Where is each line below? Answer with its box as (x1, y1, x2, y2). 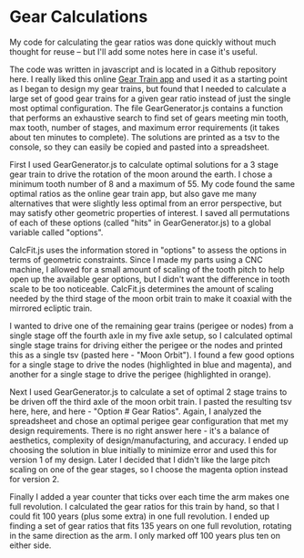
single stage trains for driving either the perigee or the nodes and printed (9, 339, 284, 350)
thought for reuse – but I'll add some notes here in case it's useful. (9, 46, 258, 57)
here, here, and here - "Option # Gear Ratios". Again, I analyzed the (9, 406, 262, 417)
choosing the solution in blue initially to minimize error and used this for (9, 444, 278, 455)
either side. (9, 540, 52, 551)
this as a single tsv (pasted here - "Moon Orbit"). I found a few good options (9, 349, 295, 360)
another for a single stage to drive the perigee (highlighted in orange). (9, 368, 271, 379)
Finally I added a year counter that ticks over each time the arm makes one (9, 491, 289, 502)
